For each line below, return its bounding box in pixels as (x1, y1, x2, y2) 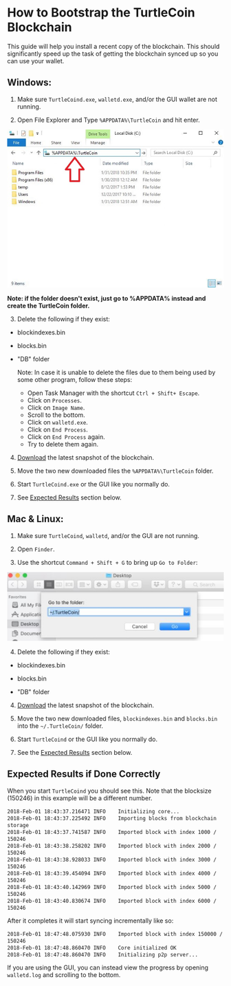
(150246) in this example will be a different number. (7, 793, 153, 802)
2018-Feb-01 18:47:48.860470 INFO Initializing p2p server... (7, 951, 198, 958)
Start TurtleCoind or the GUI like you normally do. (16, 735, 158, 743)
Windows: (7, 77, 52, 89)
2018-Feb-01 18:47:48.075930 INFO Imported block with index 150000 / (7, 930, 223, 937)
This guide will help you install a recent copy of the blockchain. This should (7, 42, 220, 50)
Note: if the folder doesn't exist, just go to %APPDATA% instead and (7, 294, 206, 303)
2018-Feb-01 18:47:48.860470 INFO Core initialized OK (7, 944, 177, 951)
